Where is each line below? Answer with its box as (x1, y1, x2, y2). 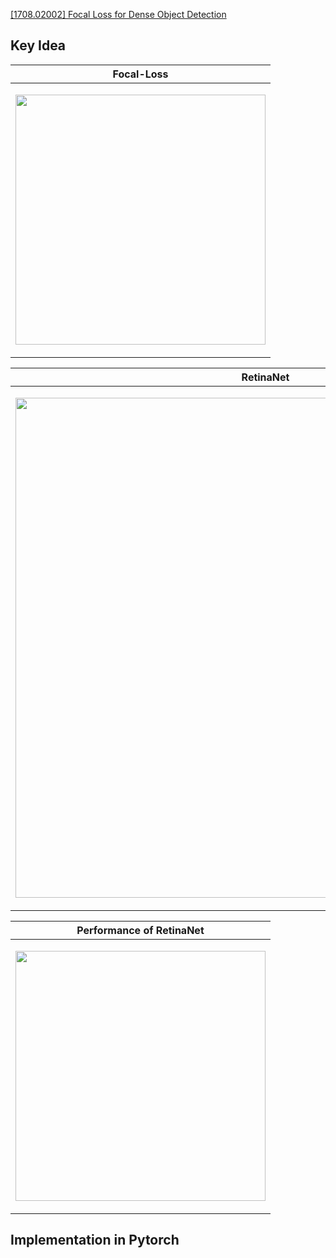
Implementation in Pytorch (10, 1232, 180, 1249)
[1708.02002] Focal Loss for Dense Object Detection (10, 9, 227, 20)
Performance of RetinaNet (76, 923, 205, 937)
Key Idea (10, 37, 67, 54)
